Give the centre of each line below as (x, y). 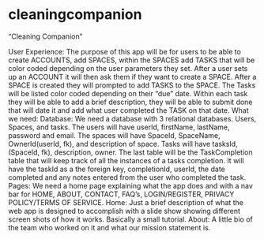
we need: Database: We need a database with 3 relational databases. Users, (132, 118)
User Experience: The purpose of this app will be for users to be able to (124, 51)
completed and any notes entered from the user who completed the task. (127, 177)
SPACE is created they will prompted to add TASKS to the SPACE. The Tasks (132, 85)
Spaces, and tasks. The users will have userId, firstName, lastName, (119, 127)
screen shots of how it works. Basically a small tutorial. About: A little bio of (130, 219)
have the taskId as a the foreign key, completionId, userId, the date (117, 169)
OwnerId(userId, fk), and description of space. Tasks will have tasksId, (123, 144)
